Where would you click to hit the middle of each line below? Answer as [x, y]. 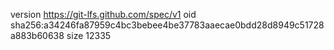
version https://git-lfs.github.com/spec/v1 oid [103, 14]
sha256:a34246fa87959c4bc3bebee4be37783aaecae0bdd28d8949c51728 [167, 25]
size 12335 [89, 35]
